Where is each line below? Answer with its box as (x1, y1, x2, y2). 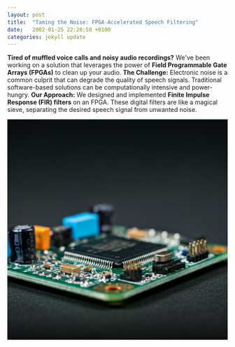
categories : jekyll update (7, 34, 86, 41)
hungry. (7, 91, 30, 99)
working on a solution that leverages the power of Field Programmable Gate (7, 61, 227, 69)
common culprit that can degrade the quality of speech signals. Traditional (7, 76, 222, 84)
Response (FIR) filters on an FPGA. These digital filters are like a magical (7, 98, 218, 106)
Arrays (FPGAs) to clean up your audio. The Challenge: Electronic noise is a (7, 69, 228, 77)
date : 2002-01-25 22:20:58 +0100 (7, 26, 111, 33)
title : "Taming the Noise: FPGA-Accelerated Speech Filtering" (7, 18, 199, 26)
